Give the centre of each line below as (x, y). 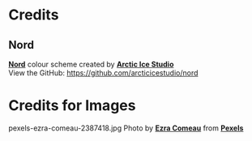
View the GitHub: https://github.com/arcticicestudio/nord (103, 73)
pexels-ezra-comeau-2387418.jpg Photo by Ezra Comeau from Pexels (126, 128)
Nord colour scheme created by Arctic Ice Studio (91, 64)
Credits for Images (72, 106)
